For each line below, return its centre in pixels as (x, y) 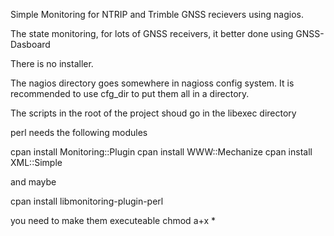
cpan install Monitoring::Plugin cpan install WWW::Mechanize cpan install (161, 152)
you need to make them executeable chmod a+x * (113, 220)
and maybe (33, 182)
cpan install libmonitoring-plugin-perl (87, 201)
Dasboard (30, 44)
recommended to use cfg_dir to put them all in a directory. (130, 93)
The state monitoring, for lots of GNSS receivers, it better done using (152, 33)
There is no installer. (52, 63)
